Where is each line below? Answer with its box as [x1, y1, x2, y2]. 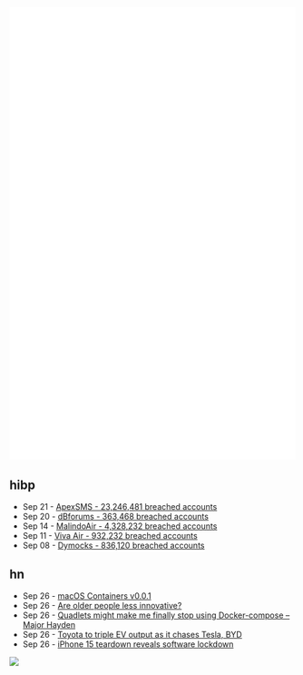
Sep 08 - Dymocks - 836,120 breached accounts [22, 540, 205, 551]
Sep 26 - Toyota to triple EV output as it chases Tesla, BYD [22, 630, 242, 640]
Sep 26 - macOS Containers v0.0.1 [22, 591, 151, 601]
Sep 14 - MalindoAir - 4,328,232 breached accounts [22, 521, 218, 531]
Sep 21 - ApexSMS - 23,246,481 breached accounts [22, 501, 218, 512]
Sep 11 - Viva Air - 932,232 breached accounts [22, 531, 198, 541]
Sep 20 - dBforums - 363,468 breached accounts [22, 511, 209, 522]
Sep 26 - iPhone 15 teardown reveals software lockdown [22, 639, 234, 650]
